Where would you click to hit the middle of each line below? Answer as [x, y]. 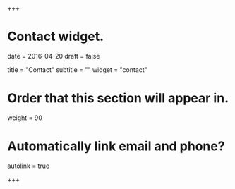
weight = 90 [25, 118]
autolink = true [29, 166]
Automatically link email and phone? [116, 146]
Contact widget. [56, 37]
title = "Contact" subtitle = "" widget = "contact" [78, 69]
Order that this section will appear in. [118, 98]
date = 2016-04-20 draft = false [54, 56]
